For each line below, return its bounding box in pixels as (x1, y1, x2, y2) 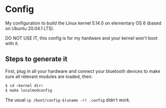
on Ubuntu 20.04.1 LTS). (5, 25, 55, 31)
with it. (5, 40, 19, 46)
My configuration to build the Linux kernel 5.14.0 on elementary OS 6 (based (5, 20, 162, 26)
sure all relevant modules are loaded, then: (5, 73, 93, 79)
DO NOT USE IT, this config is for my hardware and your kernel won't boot (5, 35, 158, 41)
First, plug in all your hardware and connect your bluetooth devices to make (5, 68, 161, 74)
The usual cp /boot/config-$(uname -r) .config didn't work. (5, 96, 131, 103)
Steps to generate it (5, 55, 68, 63)
